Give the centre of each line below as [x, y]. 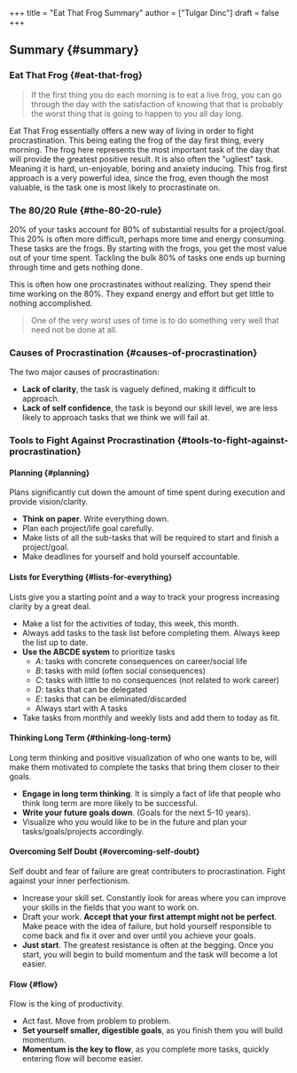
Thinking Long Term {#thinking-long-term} [90, 738]
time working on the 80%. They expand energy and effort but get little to [142, 294]
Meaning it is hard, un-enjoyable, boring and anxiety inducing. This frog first [148, 168]
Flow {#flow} [34, 984]
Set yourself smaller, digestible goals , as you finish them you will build [152, 1030]
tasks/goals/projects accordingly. [83, 831]
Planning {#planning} [50, 473]
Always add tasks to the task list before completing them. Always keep [151, 632]
